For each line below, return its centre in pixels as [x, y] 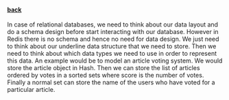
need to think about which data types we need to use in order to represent [112, 54]
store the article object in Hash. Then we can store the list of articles [104, 68]
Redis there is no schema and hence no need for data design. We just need [113, 39]
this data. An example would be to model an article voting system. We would [115, 61]
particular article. [31, 90]
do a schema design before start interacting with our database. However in [113, 32]
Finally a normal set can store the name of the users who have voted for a [111, 82]
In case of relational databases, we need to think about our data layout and [112, 24]
